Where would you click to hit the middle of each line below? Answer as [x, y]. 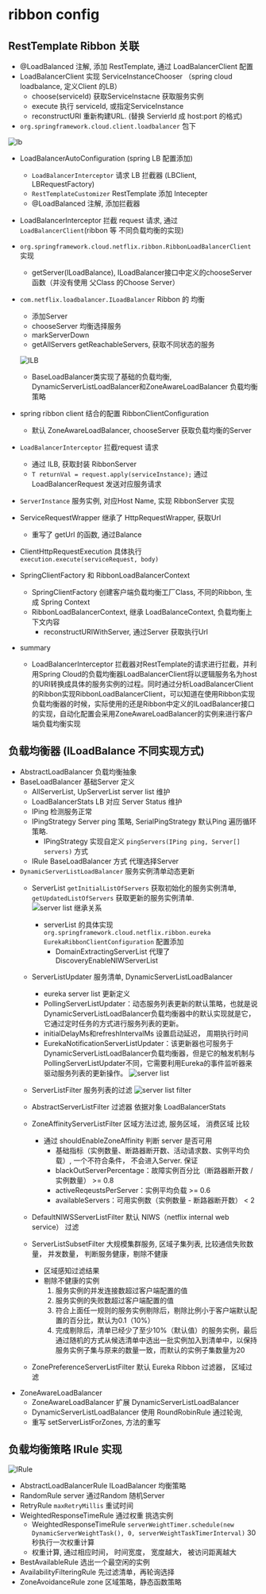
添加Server [50, 316]
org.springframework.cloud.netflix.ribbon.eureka [127, 932]
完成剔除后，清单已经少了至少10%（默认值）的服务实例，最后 [156, 1330]
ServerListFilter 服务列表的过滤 [82, 1090]
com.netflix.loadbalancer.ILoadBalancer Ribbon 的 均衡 [112, 299]
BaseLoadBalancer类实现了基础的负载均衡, [102, 376]
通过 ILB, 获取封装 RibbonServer [84, 464]
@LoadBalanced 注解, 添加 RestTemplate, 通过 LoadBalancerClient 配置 [137, 66]
